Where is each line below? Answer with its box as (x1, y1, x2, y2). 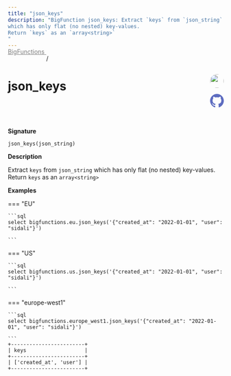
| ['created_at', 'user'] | (8, 359, 88, 366)
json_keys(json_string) (8, 140, 76, 148)
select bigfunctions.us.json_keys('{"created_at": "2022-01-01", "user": (8, 269, 223, 276)
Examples (8, 186, 37, 195)
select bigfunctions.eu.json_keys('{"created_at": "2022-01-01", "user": (8, 219, 223, 226)
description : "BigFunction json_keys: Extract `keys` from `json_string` (8, 16, 223, 23)
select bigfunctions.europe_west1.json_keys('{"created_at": (8, 318, 186, 325)
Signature (8, 127, 37, 135)
